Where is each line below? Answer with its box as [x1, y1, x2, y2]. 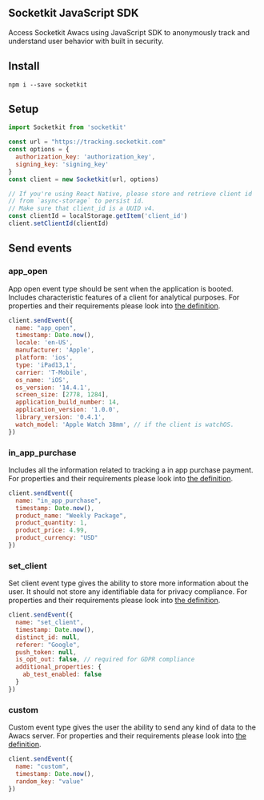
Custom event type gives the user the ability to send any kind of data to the [8, 722, 256, 732]
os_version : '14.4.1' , [15, 384, 91, 392]
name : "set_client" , [15, 618, 84, 627]
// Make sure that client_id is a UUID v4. [8, 204, 156, 213]
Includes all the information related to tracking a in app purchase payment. [8, 464, 254, 475]
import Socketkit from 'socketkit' [8, 123, 127, 131]
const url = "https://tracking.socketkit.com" [8, 138, 166, 147]
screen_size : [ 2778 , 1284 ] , [15, 391, 110, 399]
